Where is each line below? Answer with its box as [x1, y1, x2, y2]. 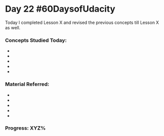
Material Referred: [5, 81, 50, 88]
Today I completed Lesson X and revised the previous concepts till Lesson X [5, 19, 159, 25]
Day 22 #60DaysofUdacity [5, 3, 116, 15]
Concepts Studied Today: [5, 37, 67, 43]
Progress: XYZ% [5, 125, 46, 132]
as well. [5, 24, 21, 30]
